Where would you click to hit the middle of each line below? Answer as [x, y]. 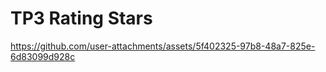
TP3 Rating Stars [81, 18]
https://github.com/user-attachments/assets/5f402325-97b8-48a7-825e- [163, 46]
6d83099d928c [43, 56]
